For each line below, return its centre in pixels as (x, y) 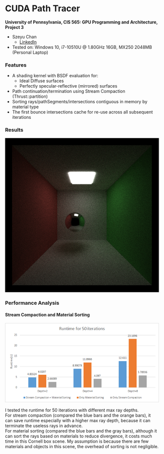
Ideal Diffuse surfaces (42, 81)
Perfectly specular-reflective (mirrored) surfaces (68, 86)
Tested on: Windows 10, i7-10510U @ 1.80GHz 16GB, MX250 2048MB (82, 47)
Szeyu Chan (24, 37)
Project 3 (14, 27)
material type (25, 107)
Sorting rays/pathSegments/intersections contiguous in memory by (80, 102)
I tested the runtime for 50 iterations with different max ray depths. (72, 410)
